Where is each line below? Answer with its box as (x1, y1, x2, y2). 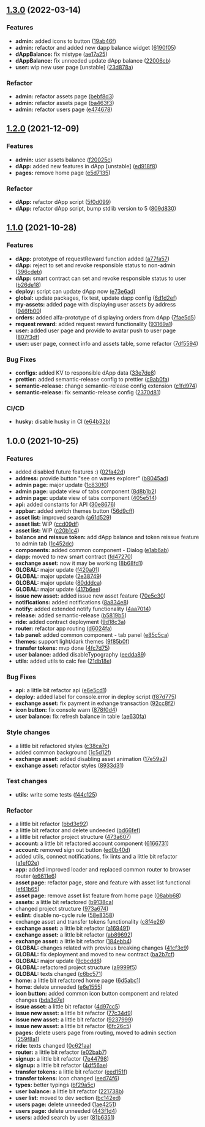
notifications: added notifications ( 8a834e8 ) (15, 598, 129, 606)
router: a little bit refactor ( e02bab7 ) (15, 1048, 107, 1056)
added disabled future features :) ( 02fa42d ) (15, 468, 125, 475)
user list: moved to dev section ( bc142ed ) (15, 1094, 121, 1102)
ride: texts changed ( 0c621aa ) (15, 1042, 92, 1050)
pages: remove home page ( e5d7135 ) (15, 169, 111, 176)
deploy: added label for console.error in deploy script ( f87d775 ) (15, 693, 177, 701)
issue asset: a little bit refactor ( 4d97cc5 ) (15, 1003, 121, 1010)
